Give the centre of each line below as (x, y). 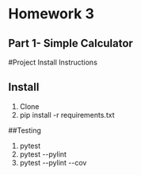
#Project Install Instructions (53, 62)
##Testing (25, 130)
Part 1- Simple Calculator (70, 43)
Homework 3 (51, 14)
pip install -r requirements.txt (67, 115)
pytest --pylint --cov (53, 162)
